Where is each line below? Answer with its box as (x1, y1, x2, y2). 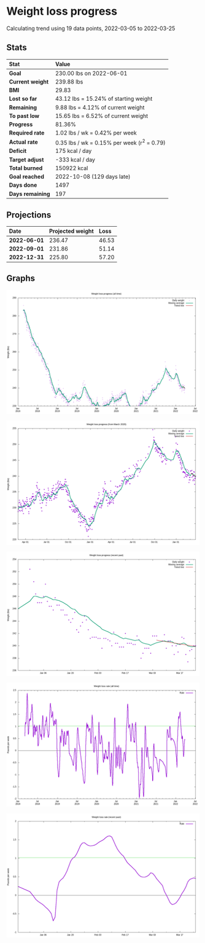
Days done (9, 181, 37, 189)
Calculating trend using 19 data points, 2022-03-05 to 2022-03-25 (6, 25, 176, 32)
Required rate (9, 129, 45, 136)
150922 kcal (55, 164, 88, 171)
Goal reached (9, 173, 44, 181)
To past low (9, 112, 40, 119)
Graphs (6, 273, 36, 284)
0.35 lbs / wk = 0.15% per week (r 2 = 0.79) (55, 138, 166, 146)
